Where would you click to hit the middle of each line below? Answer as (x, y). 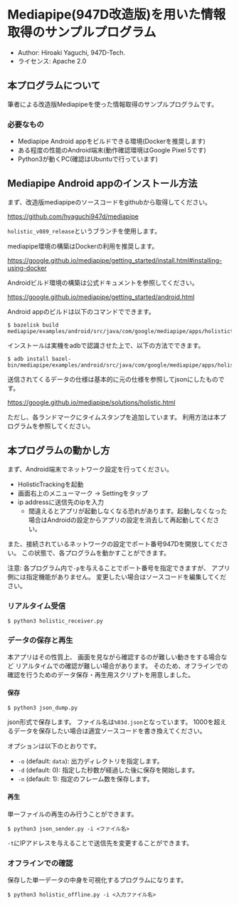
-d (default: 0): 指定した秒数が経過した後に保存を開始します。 (108, 770)
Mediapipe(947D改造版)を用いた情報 (117, 15)
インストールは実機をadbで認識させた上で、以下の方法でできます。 (106, 345)
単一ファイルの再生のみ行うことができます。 (73, 814)
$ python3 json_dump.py (43, 708)
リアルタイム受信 (37, 606)
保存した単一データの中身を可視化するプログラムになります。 (97, 879)
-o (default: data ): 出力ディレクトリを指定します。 (90, 761)
